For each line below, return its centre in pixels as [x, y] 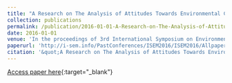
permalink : [23, 26]
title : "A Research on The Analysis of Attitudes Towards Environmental [114, 13]
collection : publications [44, 20]
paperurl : [21, 46]
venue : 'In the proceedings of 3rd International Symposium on [100, 39]
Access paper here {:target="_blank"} [60, 72]
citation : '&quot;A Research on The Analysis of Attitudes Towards [106, 53]
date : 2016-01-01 [32, 33]
